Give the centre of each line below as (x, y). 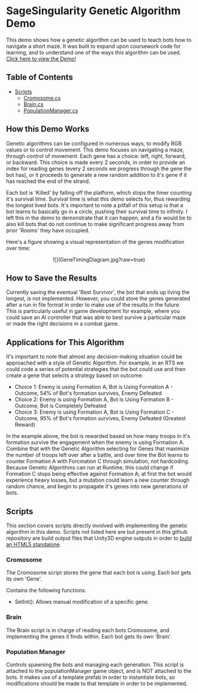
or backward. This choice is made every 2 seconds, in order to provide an (96, 162)
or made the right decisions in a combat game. (63, 324)
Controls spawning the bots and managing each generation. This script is (95, 665)
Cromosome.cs (42, 98)
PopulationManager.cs (51, 110)
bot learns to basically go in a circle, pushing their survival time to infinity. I (97, 211)
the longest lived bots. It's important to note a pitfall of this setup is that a (95, 205)
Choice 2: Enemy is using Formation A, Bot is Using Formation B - (94, 399)
